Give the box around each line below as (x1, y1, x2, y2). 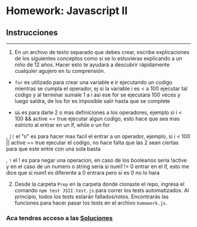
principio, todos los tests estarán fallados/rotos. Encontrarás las (14, 193, 169, 200)
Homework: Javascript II (6, 4, 128, 18)
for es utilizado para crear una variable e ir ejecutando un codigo (14, 79, 173, 86)
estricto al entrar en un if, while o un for (14, 122, 110, 128)
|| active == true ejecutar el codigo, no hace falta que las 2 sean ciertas (6, 139, 179, 146)
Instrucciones (6, 28, 58, 38)
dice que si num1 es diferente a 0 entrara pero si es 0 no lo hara (6, 169, 160, 176)
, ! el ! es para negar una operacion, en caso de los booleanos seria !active (6, 157, 187, 163)
